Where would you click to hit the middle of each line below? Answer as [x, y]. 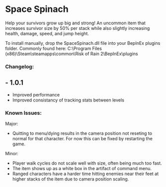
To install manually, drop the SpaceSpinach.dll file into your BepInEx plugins [83, 43]
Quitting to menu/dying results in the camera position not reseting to [82, 133]
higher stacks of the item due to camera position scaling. [71, 179]
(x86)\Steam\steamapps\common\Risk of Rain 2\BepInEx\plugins [72, 54]
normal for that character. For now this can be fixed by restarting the [82, 138]
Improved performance [36, 94]
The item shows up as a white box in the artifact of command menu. [82, 168]
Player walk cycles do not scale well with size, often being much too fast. [87, 163]
